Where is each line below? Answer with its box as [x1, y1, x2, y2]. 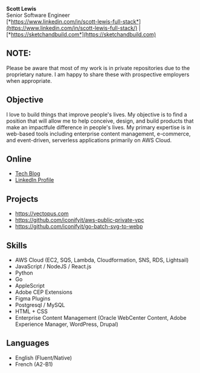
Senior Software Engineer [6, 11, 71, 19]
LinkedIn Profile [15, 177, 54, 184]
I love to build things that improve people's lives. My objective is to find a [6, 111, 187, 118]
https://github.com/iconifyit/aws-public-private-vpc [15, 216, 144, 224]
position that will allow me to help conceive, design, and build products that [6, 117, 194, 125]
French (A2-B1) [15, 360, 53, 368]
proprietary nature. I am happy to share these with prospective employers [6, 71, 190, 78]
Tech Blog [15, 170, 40, 177]
